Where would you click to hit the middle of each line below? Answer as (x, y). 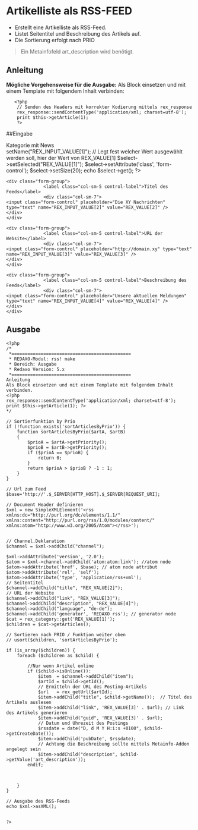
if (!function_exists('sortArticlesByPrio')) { (66, 426)
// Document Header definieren (45, 504)
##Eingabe (19, 133)
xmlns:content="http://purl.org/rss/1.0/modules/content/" (81, 520)
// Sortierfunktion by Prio (41, 421)
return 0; (50, 458)
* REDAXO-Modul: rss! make (42, 359)
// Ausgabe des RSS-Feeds (38, 801)
